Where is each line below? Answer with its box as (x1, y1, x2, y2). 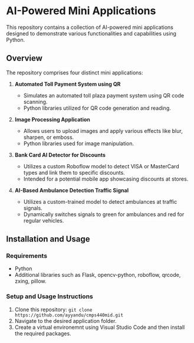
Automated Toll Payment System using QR (14, 80, 121, 87)
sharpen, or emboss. (23, 133, 74, 141)
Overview (6, 53, 43, 63)
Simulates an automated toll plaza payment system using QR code (23, 92, 185, 99)
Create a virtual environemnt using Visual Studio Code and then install (14, 324, 185, 331)
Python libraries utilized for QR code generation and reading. (23, 104, 171, 112)
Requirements (6, 252, 48, 260)
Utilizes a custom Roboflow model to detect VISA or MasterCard (23, 162, 179, 169)
